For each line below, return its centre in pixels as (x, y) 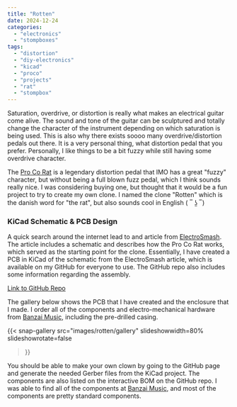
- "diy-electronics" (44, 60)
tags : (15, 47)
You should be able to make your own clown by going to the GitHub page (114, 366)
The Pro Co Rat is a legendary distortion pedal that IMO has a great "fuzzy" (117, 172)
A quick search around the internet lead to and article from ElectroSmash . (115, 237)
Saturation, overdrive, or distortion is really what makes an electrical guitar (116, 113)
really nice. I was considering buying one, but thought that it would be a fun (117, 187)
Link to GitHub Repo (36, 289)
